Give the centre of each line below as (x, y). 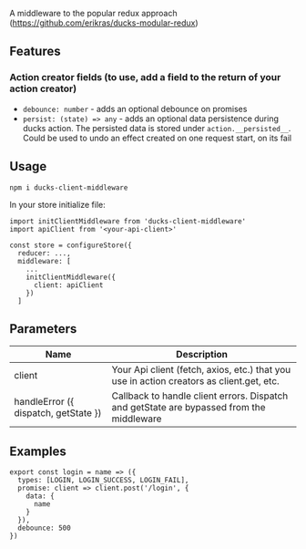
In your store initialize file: (58, 204)
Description (202, 355)
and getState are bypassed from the (189, 408)
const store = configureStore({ (71, 245)
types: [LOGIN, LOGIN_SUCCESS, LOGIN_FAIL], (103, 481)
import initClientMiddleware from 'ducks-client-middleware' (128, 221)
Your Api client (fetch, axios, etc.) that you (201, 370)
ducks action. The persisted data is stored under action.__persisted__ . (157, 128)
